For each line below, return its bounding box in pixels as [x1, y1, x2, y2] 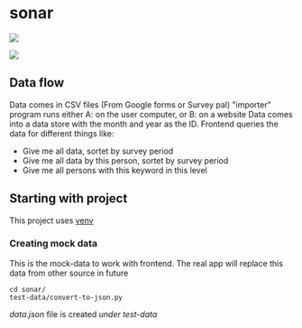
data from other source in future [9, 267, 129, 278]
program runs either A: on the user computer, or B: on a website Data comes [9, 108, 293, 119]
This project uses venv [9, 215, 94, 226]
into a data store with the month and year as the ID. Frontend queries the [9, 118, 279, 129]
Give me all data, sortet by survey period [22, 145, 174, 156]
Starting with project [9, 191, 128, 206]
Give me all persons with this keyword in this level [22, 164, 207, 175]
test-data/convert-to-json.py [9, 293, 124, 302]
